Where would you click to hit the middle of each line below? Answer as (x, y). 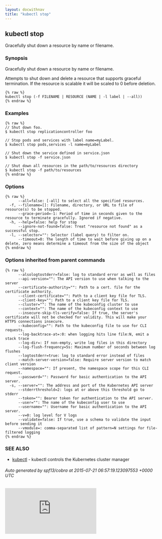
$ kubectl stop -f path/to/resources (43, 170)
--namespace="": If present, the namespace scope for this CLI (83, 368)
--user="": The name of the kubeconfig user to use (71, 403)
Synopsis (16, 58)
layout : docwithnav (25, 10)
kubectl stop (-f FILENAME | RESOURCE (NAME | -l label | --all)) (74, 96)
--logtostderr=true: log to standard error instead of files (81, 356)
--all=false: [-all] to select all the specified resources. (81, 201)
